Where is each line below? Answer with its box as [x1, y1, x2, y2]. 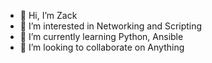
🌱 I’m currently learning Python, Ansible [19, 31, 184, 42]
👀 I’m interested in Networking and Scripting [19, 20, 203, 32]
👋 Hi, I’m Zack [19, 10, 78, 21]
